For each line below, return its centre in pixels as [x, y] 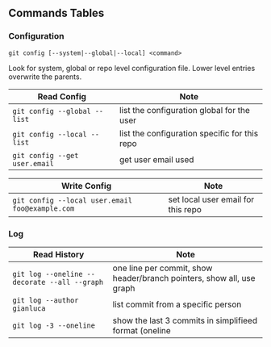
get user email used [157, 159]
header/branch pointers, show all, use [184, 278]
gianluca [29, 308]
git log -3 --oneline [54, 325]
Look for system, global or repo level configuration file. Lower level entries [132, 68]
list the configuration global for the [185, 110]
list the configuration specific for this [189, 133]
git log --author [46, 300]
